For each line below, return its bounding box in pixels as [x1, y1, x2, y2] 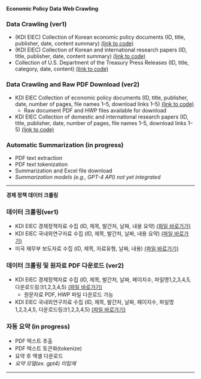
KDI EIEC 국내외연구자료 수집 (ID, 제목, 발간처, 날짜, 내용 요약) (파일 [14, 230, 173, 237]
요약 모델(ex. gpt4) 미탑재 [14, 359, 77, 367]
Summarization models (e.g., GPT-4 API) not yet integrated [14, 173, 161, 180]
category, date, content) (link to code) [14, 65, 109, 72]
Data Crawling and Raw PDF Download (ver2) [6, 80, 140, 89]
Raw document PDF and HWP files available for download [23, 107, 166, 114]
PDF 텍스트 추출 [14, 337, 53, 344]
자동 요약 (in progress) [6, 323, 71, 331]
